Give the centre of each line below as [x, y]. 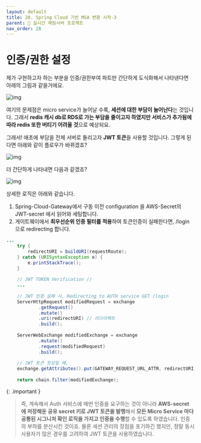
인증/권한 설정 [39, 60]
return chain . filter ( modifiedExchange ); [68, 380]
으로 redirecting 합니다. [42, 229]
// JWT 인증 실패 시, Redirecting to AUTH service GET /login [93, 296]
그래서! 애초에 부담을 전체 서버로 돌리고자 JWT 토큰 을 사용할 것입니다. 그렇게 [96, 137]
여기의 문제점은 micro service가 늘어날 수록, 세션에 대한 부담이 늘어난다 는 [92, 110]
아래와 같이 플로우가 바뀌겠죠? [52, 145]
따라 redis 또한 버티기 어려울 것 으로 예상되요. [58, 125]
